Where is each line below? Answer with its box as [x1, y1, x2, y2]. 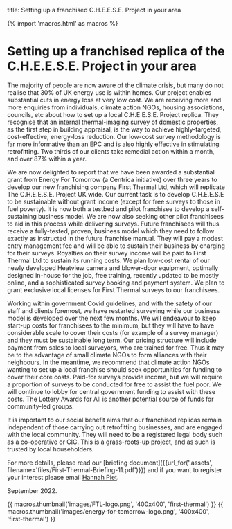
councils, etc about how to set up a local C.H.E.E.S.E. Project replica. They [7, 110, 220, 118]
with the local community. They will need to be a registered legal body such [7, 430, 223, 438]
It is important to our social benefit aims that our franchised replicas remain [7, 415, 222, 424]
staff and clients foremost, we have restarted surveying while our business [7, 306, 220, 314]
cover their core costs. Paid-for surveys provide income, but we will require [7, 373, 223, 381]
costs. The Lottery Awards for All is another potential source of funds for [7, 395, 214, 403]
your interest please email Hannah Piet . [7, 473, 119, 481]
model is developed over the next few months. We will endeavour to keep [7, 314, 217, 322]
